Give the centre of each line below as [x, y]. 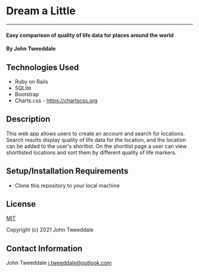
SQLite [23, 88]
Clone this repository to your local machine [67, 185]
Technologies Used [42, 67]
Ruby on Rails [31, 81]
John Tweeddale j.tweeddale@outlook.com [59, 263]
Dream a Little [41, 11]
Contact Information [44, 249]
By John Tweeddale [31, 49]
